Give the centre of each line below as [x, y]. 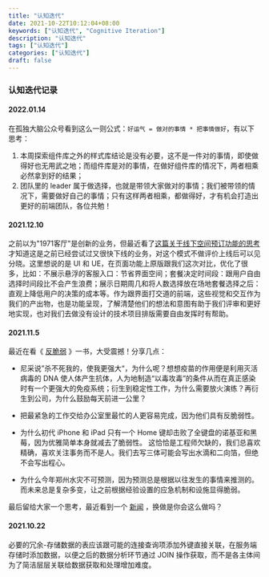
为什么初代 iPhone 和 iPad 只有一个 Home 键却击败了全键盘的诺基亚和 [135, 433]
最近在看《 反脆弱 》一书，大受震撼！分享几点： [87, 351]
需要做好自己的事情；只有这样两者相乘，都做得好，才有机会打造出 [150, 196]
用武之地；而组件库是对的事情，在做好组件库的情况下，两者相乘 [153, 166]
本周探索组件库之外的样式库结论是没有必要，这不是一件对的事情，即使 [136, 156]
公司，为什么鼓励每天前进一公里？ [90, 399]
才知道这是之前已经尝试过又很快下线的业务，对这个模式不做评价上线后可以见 [134, 254]
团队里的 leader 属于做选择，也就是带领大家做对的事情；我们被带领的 [134, 186]
